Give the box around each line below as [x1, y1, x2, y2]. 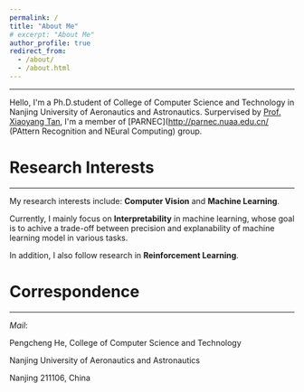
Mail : [9, 320, 29, 331]
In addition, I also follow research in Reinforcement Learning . [9, 249, 240, 260]
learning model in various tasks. [9, 232, 128, 243]
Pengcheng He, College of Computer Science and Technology [9, 337, 242, 348]
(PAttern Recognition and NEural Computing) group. [9, 126, 203, 136]
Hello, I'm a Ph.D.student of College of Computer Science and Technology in [9, 97, 295, 107]
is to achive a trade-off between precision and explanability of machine [9, 222, 275, 233]
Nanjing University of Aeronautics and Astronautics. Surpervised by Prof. [9, 106, 281, 117]
